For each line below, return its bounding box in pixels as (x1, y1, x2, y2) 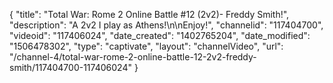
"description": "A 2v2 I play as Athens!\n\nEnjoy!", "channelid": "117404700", (9, 19, 324, 31)
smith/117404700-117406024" (9, 62, 132, 73)
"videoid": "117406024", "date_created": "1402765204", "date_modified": (9, 30, 311, 41)
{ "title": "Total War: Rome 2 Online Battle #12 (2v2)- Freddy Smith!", (9, 9, 290, 20)
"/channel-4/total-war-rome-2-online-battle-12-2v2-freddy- (9, 51, 257, 63)
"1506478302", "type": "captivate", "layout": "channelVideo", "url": (9, 40, 284, 52)
